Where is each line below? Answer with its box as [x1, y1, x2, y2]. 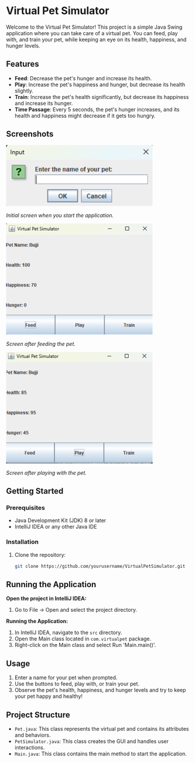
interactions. [14, 744, 45, 751]
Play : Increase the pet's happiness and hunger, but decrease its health [14, 81, 186, 88]
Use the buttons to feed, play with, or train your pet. [14, 680, 139, 687]
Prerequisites [6, 504, 45, 512]
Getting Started [6, 486, 64, 496]
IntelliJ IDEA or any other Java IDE [14, 523, 97, 530]
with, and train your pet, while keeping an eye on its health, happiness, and [6, 36, 187, 43]
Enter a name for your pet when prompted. [14, 674, 118, 681]
